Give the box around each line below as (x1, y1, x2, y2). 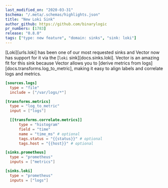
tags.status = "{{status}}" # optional (18, 136, 102, 141)
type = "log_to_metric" (10, 104, 60, 109)
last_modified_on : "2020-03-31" (5, 7, 73, 13)
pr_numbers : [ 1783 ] (5, 26, 46, 31)
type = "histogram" (18, 122, 60, 127)
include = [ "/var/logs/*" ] (10, 90, 67, 95)
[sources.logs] (5, 80, 37, 86)
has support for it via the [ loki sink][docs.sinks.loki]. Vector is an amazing (5, 54, 159, 60)
